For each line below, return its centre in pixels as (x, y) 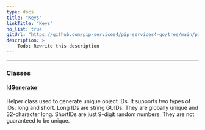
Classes (19, 73)
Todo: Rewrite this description (58, 46)
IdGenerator (22, 88)
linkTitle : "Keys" (30, 23)
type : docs (20, 12)
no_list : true (24, 29)
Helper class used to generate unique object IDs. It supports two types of (99, 101)
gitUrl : (16, 35)
